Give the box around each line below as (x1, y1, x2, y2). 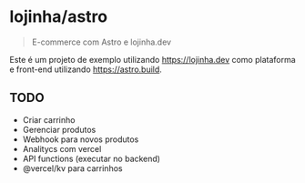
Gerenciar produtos (22, 124, 97, 135)
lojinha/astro (9, 6, 108, 27)
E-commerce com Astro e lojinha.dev (31, 36, 171, 47)
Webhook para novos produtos (22, 134, 139, 145)
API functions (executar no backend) (22, 153, 161, 164)
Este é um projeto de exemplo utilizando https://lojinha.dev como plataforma (9, 54, 296, 65)
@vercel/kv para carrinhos (22, 162, 123, 174)
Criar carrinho (22, 114, 76, 125)
